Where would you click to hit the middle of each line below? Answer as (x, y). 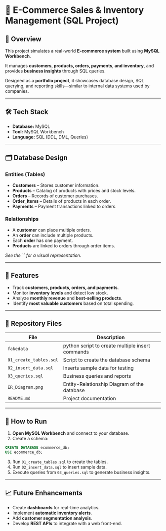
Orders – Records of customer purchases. (55, 196)
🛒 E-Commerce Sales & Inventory (75, 10)
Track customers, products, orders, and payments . (65, 288)
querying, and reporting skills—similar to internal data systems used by (77, 86)
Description (111, 338)
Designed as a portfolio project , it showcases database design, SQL (75, 81)
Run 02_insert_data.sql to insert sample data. (60, 467)
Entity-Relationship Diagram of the (104, 384)
